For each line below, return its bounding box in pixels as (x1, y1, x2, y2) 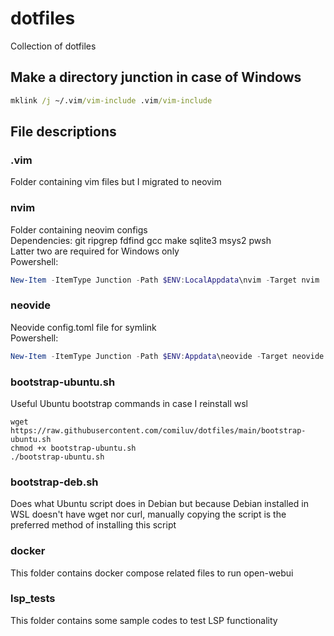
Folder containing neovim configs (10, 223, 148, 236)
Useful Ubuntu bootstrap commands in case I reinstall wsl (10, 397, 248, 409)
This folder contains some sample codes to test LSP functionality (10, 614, 278, 626)
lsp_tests (10, 592, 56, 606)
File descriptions (10, 123, 117, 141)
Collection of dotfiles (10, 40, 97, 52)
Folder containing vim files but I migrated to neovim (10, 176, 222, 188)
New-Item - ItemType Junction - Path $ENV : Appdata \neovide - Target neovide (10, 351, 325, 361)
